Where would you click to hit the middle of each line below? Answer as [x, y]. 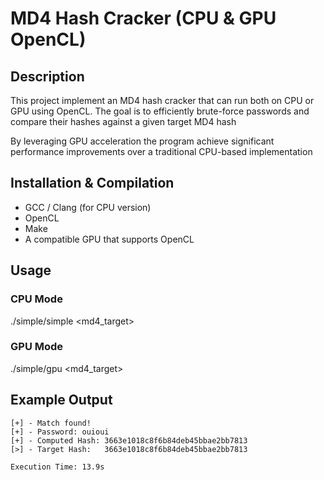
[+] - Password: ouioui [60, 432]
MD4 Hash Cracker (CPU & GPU [143, 18]
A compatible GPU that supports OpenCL [109, 239]
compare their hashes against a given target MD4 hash [123, 121]
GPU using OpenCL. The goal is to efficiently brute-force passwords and [160, 111]
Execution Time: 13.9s [57, 467]
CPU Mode [36, 299]
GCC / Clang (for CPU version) [88, 207]
